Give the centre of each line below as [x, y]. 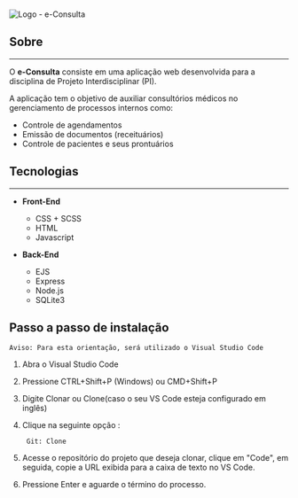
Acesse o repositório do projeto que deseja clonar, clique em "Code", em [155, 458]
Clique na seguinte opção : [71, 425]
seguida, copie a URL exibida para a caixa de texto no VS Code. [138, 467]
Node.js [50, 290]
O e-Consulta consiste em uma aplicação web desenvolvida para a [132, 72]
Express [50, 281]
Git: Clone [46, 442]
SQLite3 [50, 300]
